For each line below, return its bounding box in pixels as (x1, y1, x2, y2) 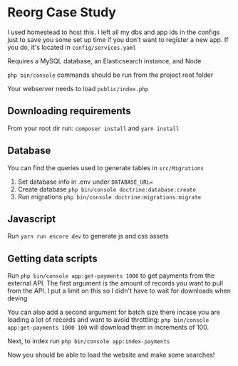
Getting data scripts (7, 252, 98, 264)
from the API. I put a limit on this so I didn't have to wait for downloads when (7, 286, 232, 296)
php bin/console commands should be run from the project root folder (7, 70, 214, 79)
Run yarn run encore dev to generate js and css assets (7, 232, 169, 241)
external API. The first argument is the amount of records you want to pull (7, 279, 223, 288)
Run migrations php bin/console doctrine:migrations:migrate (17, 192, 202, 201)
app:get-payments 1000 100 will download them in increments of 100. (7, 323, 209, 332)
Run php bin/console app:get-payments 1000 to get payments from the (7, 271, 215, 280)
